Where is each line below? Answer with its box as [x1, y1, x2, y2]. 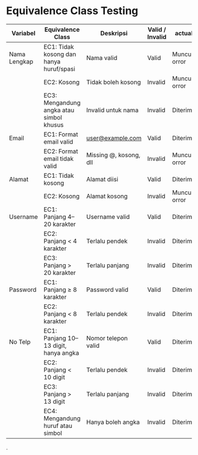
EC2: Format [43, 147, 78, 155]
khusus [43, 121, 64, 129]
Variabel [11, 29, 36, 37]
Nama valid [86, 54, 118, 62]
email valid [43, 137, 74, 145]
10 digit [43, 373, 65, 381]
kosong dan [43, 50, 77, 58]
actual [174, 29, 193, 37]
